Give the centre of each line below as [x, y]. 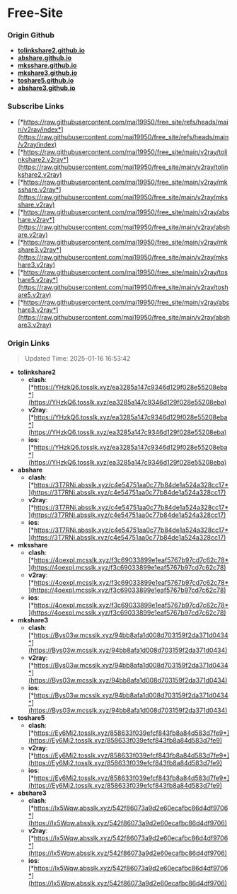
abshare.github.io [45, 58]
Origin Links [29, 343]
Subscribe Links [36, 106]
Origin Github [31, 35]
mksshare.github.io [47, 66]
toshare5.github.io [46, 81]
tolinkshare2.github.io [51, 50]
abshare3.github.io [46, 88]
